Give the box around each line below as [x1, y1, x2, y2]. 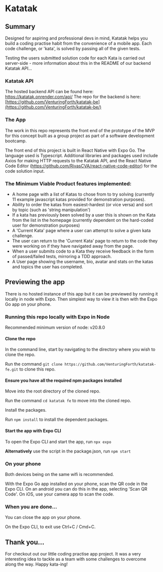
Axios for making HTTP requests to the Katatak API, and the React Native [5, 158, 152, 163]
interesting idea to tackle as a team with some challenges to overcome [5, 556, 146, 562]
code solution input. [5, 168, 45, 174]
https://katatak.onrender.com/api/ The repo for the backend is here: [5, 94, 141, 100]
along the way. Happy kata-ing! [5, 561, 68, 567]
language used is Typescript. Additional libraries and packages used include [5, 152, 158, 158]
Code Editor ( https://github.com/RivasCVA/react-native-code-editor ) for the [5, 163, 157, 169]
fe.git [5, 367, 18, 372]
